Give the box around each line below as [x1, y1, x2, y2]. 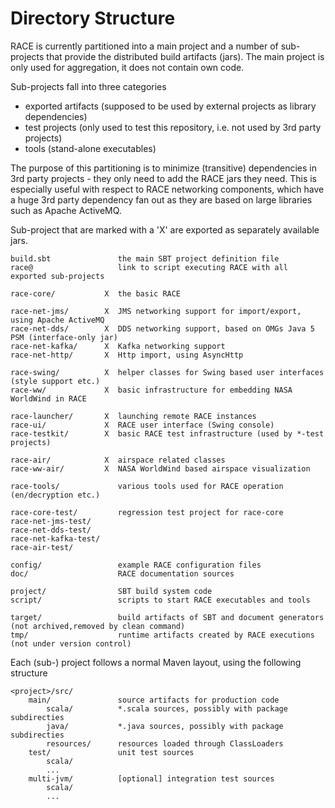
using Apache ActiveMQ [10, 315, 105, 325]
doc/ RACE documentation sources [10, 568, 235, 579]
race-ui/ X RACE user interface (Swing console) [10, 420, 275, 430]
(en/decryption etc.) [10, 490, 101, 500]
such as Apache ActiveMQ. [10, 204, 122, 216]
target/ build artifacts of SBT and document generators [10, 612, 325, 622]
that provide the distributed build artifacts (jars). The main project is [46, 50, 325, 62]
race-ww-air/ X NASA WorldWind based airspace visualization [10, 463, 311, 474]
